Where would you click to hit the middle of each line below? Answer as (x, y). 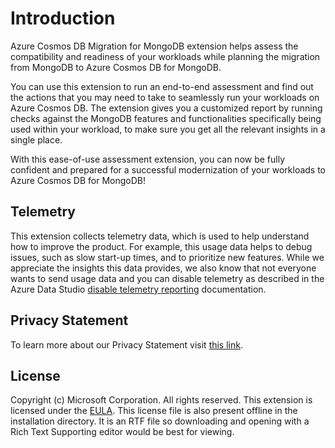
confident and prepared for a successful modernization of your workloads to (168, 169)
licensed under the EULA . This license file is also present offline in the (154, 411)
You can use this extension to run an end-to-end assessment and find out (162, 86)
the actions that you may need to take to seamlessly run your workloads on (165, 97)
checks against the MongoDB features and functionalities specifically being (166, 118)
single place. (36, 139)
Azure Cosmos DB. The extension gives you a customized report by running (166, 108)
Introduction (63, 18)
